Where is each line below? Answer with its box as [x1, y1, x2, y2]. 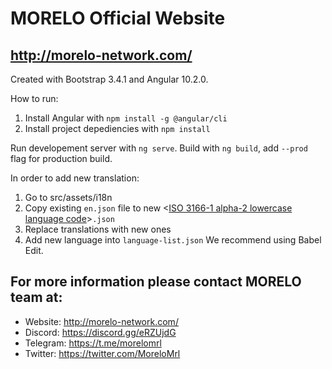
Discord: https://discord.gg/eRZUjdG [24, 326, 177, 338]
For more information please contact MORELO [10, 273, 302, 291]
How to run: [10, 93, 59, 104]
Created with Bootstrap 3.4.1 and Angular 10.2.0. [10, 73, 209, 85]
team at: [10, 289, 63, 306]
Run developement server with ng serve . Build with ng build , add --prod [10, 142, 308, 154]
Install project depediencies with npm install [24, 123, 211, 134]
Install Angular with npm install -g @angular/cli [24, 112, 228, 124]
